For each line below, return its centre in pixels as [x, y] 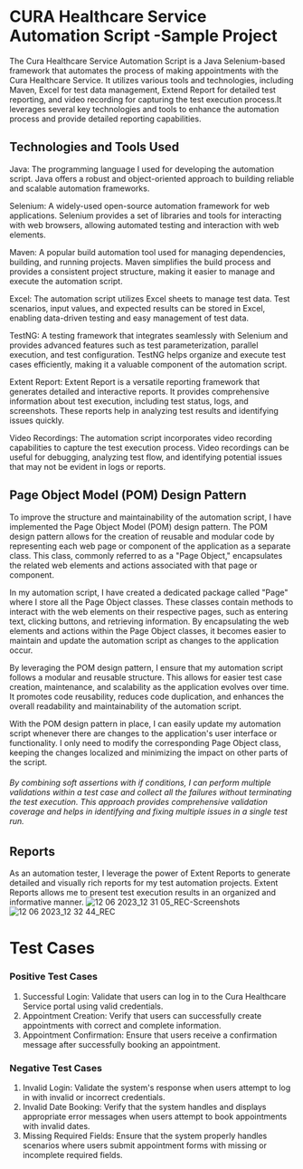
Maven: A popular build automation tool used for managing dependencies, [148, 252]
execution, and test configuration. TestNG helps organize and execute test [148, 354]
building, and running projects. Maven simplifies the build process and [140, 262]
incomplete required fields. [73, 1155]
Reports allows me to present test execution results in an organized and [143, 893]
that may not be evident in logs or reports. [87, 466]
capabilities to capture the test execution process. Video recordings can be [149, 447]
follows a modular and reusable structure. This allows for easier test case [146, 677]
